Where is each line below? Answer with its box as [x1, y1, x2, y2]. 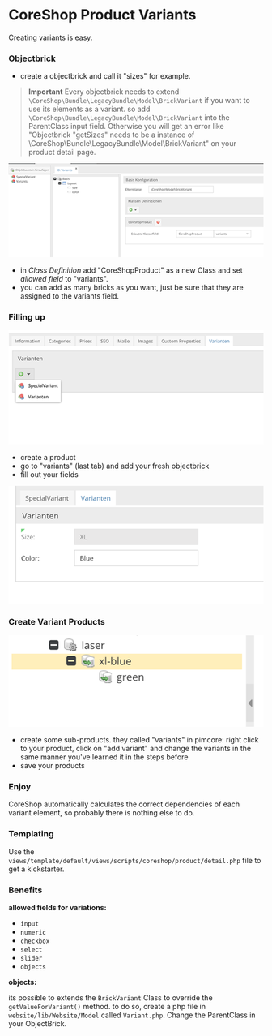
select [19, 946, 43, 954]
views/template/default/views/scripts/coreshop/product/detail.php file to [8, 855, 261, 865]
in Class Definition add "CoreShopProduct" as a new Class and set [19, 265, 243, 275]
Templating [8, 828, 54, 840]
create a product [19, 452, 76, 462]
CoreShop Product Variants [8, 6, 197, 24]
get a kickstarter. [8, 864, 65, 874]
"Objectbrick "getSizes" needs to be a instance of [28, 130, 195, 140]
